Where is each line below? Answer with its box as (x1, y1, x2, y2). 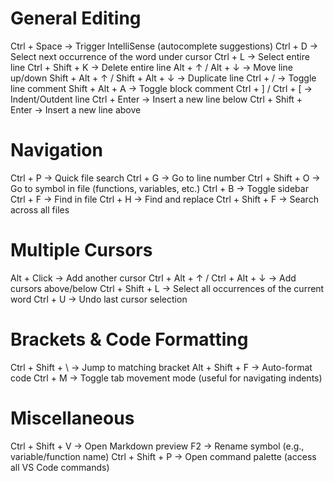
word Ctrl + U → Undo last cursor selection (10, 293, 188, 305)
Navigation (10, 139, 103, 162)
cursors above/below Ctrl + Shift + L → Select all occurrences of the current (10, 282, 325, 294)
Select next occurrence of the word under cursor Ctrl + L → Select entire (10, 50, 310, 62)
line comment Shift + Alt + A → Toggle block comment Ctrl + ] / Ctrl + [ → (10, 82, 313, 94)
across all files (10, 203, 70, 216)
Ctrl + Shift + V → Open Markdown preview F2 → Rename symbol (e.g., (10, 440, 305, 452)
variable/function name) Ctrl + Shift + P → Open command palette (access (10, 450, 317, 462)
